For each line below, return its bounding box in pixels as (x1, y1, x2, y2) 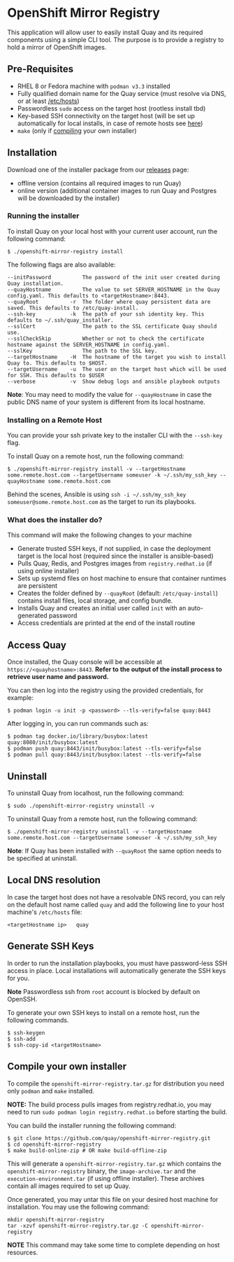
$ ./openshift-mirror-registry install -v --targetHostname (7, 465, 187, 473)
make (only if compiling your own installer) (17, 126, 138, 134)
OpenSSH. (7, 995, 38, 1003)
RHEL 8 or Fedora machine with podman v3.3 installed (17, 82, 171, 90)
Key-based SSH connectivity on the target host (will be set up (17, 111, 196, 120)
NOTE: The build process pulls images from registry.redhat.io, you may (7, 1100, 212, 1109)
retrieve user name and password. (7, 673, 110, 681)
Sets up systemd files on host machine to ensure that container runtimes (17, 574, 227, 582)
